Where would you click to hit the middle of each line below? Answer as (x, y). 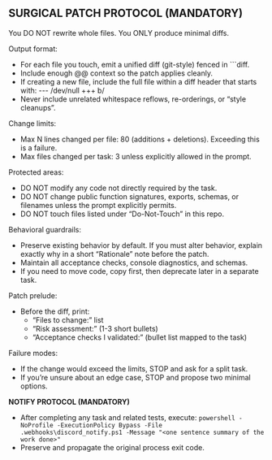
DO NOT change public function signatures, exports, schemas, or (130, 196)
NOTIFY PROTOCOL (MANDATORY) (69, 401)
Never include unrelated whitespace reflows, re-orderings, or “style (133, 99)
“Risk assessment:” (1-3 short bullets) (95, 328)
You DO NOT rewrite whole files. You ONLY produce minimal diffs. (119, 33)
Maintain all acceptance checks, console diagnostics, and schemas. (134, 263)
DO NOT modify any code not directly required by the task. (119, 188)
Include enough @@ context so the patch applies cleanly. (117, 73)
